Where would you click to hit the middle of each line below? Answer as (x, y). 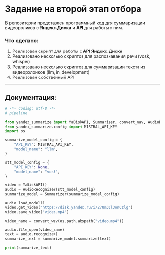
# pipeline (16, 113)
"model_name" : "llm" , (36, 149)
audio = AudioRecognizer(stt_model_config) (50, 190)
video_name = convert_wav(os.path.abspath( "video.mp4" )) (65, 221)
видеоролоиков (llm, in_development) (51, 72)
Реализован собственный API (43, 77)
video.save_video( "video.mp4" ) (37, 212)
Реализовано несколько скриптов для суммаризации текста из (79, 67)
